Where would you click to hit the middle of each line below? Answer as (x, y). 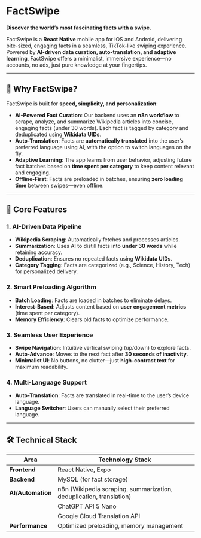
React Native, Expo (84, 470)
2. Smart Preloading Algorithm (51, 287)
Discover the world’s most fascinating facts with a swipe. (79, 28)
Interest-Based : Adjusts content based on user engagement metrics (100, 306)
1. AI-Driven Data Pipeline (44, 227)
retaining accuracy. (39, 252)
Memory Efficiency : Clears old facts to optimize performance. (92, 319)
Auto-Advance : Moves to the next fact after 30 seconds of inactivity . (101, 354)
